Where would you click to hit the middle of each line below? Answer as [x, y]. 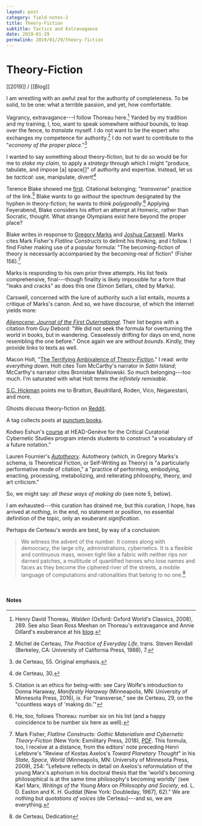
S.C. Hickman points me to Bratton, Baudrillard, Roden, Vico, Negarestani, [97, 390]
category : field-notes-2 [37, 18]
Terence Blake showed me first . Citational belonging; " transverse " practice [99, 188]
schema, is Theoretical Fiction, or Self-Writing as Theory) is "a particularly [98, 463]
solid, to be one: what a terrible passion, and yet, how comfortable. [89, 104]
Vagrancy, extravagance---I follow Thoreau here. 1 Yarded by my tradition [97, 117]
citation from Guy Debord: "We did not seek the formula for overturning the [99, 328]
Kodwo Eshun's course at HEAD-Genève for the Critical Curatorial [88, 432]
